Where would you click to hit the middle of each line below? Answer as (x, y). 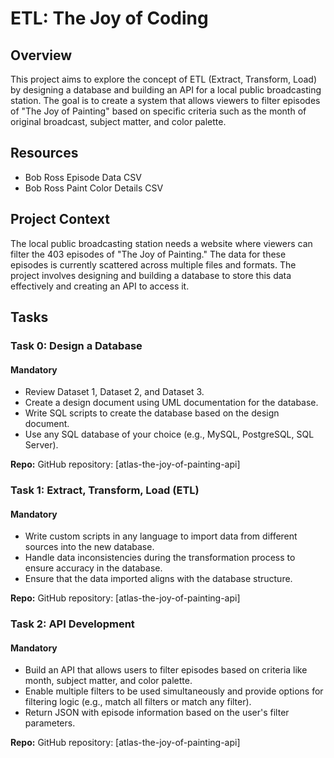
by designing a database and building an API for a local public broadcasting (166, 90)
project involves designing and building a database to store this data (151, 275)
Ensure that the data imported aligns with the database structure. (158, 579)
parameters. (50, 723)
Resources (44, 153)
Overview (41, 55)
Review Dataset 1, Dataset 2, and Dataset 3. (114, 392)
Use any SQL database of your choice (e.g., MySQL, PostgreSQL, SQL (169, 434)
